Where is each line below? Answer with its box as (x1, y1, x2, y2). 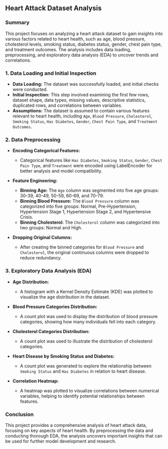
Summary (5, 19, 30, 26)
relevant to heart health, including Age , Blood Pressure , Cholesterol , (12, 113, 153, 119)
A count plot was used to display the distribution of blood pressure (20, 313, 158, 319)
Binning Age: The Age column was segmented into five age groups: (20, 188, 159, 194)
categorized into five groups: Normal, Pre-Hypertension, (20, 203, 137, 210)
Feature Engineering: (12, 178, 58, 184)
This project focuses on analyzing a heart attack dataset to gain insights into (5, 30, 163, 37)
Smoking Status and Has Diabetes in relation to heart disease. (20, 368, 146, 374)
